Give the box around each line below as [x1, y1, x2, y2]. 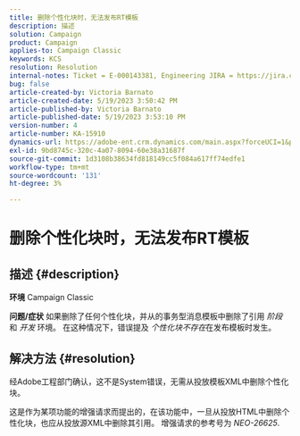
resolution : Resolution [9, 63, 98, 72]
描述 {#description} [9, 266, 121, 281]
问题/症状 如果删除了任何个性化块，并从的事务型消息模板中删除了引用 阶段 [9, 311, 283, 322]
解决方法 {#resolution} [9, 350, 136, 366]
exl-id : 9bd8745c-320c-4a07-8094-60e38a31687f [9, 146, 186, 155]
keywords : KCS [9, 54, 62, 63]
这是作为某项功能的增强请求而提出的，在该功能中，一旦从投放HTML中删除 [9, 406, 283, 416]
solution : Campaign [9, 29, 82, 38]
